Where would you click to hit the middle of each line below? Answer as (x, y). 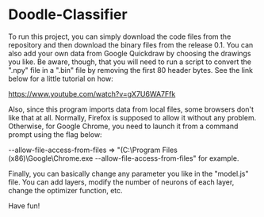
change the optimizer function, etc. (65, 190)
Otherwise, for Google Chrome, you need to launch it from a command (123, 126)
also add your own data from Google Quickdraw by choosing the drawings (130, 53)
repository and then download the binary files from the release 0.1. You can (131, 44)
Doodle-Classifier (68, 15)
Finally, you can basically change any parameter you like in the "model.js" (128, 173)
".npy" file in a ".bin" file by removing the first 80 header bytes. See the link (131, 70)
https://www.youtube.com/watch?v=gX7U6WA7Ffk (92, 93)
